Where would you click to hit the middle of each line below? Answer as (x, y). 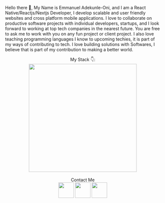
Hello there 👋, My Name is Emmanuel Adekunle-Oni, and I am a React (76, 8)
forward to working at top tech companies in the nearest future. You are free (82, 29)
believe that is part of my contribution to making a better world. (69, 50)
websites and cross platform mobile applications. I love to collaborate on (79, 18)
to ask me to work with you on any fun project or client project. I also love (80, 34)
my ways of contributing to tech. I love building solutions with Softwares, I (80, 44)
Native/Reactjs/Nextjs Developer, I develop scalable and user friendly (75, 13)
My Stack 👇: (83, 60)
